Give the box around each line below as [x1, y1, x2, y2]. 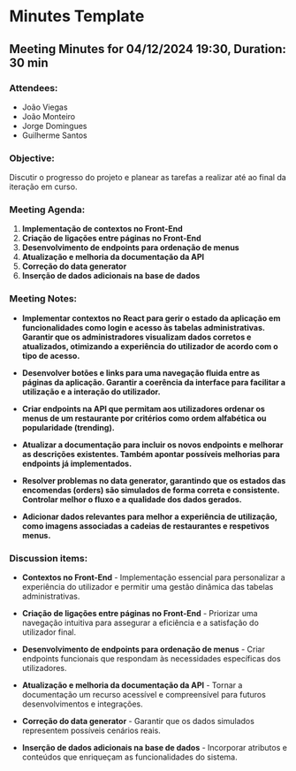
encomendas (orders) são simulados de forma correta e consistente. [21, 485, 280, 495]
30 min [9, 55, 49, 70]
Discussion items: [9, 552, 88, 564]
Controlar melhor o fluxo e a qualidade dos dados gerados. [21, 493, 243, 505]
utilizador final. [21, 627, 77, 637]
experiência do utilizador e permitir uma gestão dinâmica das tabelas [21, 582, 274, 592]
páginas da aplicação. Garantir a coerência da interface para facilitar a [21, 377, 285, 387]
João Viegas [21, 102, 68, 112]
